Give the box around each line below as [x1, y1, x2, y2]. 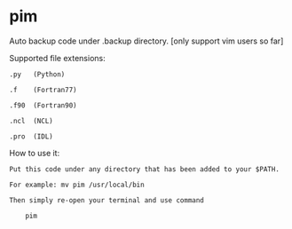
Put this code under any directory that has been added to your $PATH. [9, 164, 280, 174]
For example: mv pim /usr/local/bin [9, 180, 145, 189]
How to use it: [9, 147, 60, 158]
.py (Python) [9, 69, 66, 79]
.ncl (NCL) [9, 116, 53, 125]
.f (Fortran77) [9, 85, 77, 94]
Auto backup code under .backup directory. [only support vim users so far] [9, 36, 284, 46]
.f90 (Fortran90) [9, 100, 77, 110]
